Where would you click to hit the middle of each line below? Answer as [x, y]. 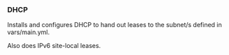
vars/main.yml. [29, 32]
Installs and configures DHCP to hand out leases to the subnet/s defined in [114, 25]
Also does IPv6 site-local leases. [54, 46]
